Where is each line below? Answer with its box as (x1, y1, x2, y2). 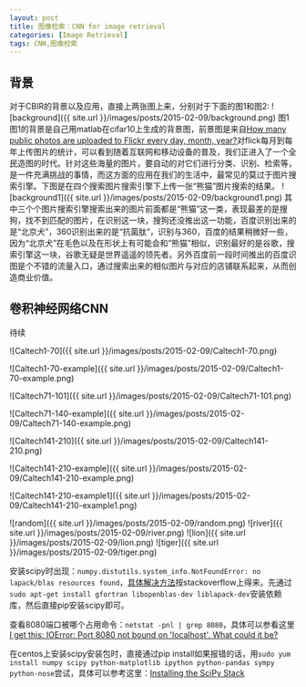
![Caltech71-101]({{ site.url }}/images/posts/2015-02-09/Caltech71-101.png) (9, 390, 292, 401)
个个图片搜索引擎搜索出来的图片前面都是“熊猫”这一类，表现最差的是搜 (25, 203, 289, 214)
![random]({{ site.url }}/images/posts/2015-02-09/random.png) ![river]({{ (9, 517, 283, 528)
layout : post (9, 13, 59, 23)
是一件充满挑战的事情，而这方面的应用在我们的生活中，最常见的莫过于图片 (9, 170, 289, 181)
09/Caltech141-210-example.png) (9, 472, 135, 484)
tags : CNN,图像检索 (9, 38, 78, 48)
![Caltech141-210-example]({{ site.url (9, 463, 148, 474)
